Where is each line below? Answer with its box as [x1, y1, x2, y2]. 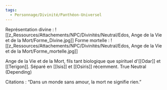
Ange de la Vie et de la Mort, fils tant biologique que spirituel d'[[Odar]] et [5, 58, 161, 64]
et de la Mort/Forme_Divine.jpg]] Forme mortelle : [5, 37, 110, 43]
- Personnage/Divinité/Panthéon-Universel [10, 12, 102, 17]
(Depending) [5, 69, 32, 75]
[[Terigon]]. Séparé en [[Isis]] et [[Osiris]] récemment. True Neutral [5, 63, 147, 70]
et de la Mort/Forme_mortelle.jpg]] [5, 48, 78, 54]
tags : [5, 7, 17, 13]
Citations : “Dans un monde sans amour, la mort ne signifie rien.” [5, 79, 142, 85]
